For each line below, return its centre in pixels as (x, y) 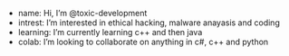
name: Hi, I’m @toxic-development (82, 13)
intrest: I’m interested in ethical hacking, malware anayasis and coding (149, 23)
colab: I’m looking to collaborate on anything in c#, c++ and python (143, 42)
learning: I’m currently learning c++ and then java (110, 32)
